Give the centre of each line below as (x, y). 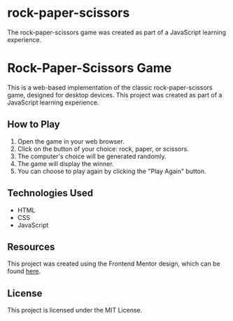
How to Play (34, 124)
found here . (24, 271)
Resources (31, 247)
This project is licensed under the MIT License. (75, 310)
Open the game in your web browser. (71, 141)
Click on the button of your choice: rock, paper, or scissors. (103, 149)
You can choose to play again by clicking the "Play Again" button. (112, 171)
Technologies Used (50, 193)
